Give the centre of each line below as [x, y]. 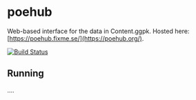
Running [26, 73]
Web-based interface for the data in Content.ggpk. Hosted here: [98, 31]
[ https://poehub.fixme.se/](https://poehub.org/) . [76, 38]
